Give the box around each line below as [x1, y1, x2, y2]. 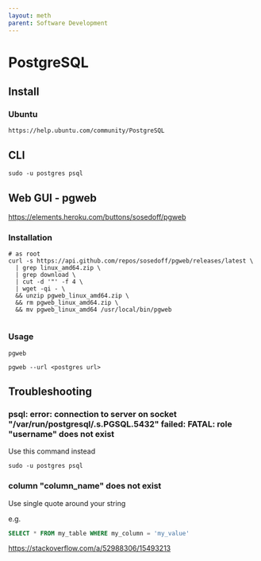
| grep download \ [15, 271, 77, 279]
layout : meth [8, 11, 52, 20]
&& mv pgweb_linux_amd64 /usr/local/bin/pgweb [15, 306, 172, 314]
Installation [8, 232, 53, 243]
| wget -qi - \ [15, 285, 66, 293]
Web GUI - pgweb [8, 191, 98, 205]
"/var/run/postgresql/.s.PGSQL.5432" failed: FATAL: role [8, 419, 232, 430]
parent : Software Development [8, 19, 109, 27]
